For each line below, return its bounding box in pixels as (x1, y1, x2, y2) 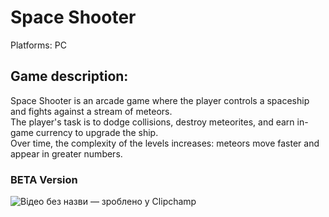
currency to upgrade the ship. (35, 126, 159, 138)
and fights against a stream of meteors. (10, 105, 173, 117)
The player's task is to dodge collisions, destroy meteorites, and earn (10, 116, 295, 128)
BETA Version (10, 172, 78, 186)
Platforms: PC (10, 39, 67, 51)
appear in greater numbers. (10, 147, 123, 160)
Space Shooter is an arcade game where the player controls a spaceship (10, 94, 310, 106)
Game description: (10, 68, 129, 85)
